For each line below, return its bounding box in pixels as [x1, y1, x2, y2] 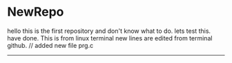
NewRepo [7, 4, 64, 20]
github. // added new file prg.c [7, 41, 94, 49]
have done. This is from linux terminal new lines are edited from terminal [7, 34, 213, 42]
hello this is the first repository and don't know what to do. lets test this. [7, 27, 211, 35]
